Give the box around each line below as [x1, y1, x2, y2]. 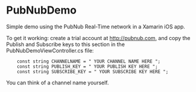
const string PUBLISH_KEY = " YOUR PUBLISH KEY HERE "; [17, 63, 159, 70]
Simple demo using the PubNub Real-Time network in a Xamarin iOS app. [6, 23, 185, 30]
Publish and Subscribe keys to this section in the [6, 41, 125, 48]
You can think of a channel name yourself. [6, 79, 109, 86]
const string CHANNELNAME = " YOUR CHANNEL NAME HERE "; [17, 58, 161, 64]
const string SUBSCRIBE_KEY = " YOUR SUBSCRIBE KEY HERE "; [17, 68, 169, 74]
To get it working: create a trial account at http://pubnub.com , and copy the [6, 34, 191, 41]
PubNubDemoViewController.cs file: [6, 47, 94, 54]
